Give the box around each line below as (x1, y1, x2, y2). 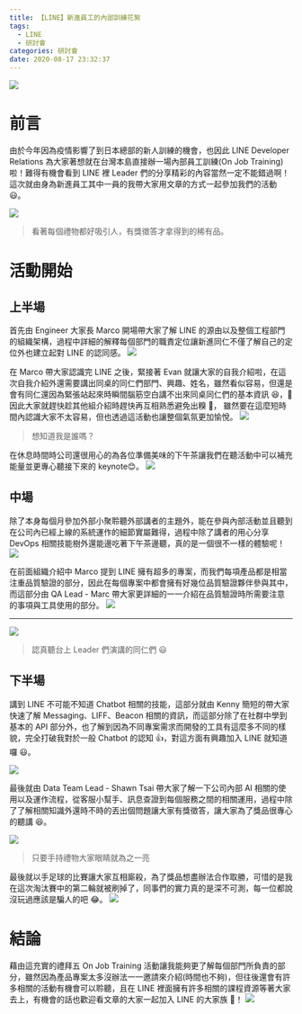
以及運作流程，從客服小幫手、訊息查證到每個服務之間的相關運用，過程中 (16, 794, 285, 804)
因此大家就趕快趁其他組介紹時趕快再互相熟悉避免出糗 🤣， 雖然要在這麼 (9, 399, 271, 410)
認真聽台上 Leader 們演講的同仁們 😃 (31, 644, 168, 655)
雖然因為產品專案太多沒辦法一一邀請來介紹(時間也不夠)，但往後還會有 (24, 971, 283, 982)
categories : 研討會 (9, 47, 78, 56)
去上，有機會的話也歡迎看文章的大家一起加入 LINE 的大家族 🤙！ (9, 993, 244, 1004)
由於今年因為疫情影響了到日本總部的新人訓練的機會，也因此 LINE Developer (9, 145, 290, 156)
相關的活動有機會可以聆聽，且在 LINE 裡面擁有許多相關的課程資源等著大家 (16, 983, 291, 993)
